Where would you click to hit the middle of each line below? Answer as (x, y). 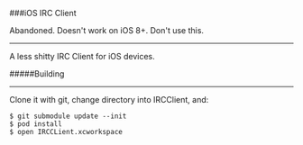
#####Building (37, 74)
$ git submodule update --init (68, 116)
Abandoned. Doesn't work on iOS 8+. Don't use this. (107, 30)
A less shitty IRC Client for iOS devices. (82, 56)
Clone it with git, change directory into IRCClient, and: (109, 100)
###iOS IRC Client (43, 13)
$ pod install (36, 124)
